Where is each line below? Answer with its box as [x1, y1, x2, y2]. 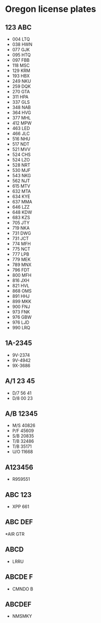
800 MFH [12, 273, 32, 278]
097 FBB [12, 57, 30, 63]
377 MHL [12, 115, 31, 120]
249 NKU [12, 78, 31, 84]
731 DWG [12, 231, 31, 236]
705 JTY [12, 220, 30, 226]
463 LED [12, 125, 30, 131]
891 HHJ [12, 293, 30, 299]
